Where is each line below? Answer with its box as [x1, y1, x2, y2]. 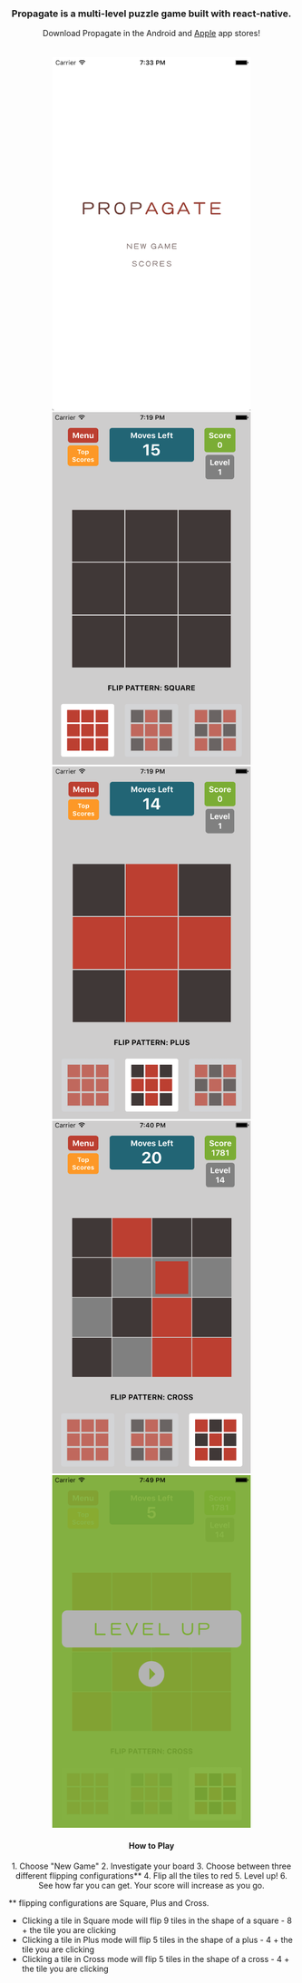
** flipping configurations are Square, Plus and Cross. [8, 1897, 209, 1908]
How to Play [128, 1840, 175, 1851]
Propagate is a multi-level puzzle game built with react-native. [11, 7, 292, 20]
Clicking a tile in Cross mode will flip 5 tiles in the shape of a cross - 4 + [21, 1953, 290, 1964]
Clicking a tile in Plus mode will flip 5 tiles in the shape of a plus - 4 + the [21, 1934, 294, 1945]
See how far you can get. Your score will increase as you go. [38, 1880, 265, 1890]
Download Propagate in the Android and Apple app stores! [43, 28, 260, 39]
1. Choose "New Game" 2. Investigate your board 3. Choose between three [11, 1861, 292, 1871]
